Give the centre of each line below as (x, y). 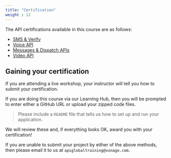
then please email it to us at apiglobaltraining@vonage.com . (68, 150)
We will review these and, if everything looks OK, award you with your (79, 129)
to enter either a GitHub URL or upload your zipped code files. (71, 104)
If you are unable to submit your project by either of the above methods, (81, 145)
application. (30, 120)
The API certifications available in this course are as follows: (69, 29)
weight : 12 (18, 15)
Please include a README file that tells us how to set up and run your (88, 114)
